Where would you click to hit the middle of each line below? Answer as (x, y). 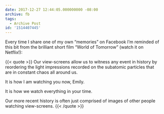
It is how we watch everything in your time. (49, 91)
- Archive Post (25, 23)
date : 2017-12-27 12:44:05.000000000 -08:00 (52, 10)
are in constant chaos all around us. (41, 72)
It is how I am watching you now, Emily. (45, 82)
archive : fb (17, 14)
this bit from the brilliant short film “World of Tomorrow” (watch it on (74, 47)
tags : (11, 19)
